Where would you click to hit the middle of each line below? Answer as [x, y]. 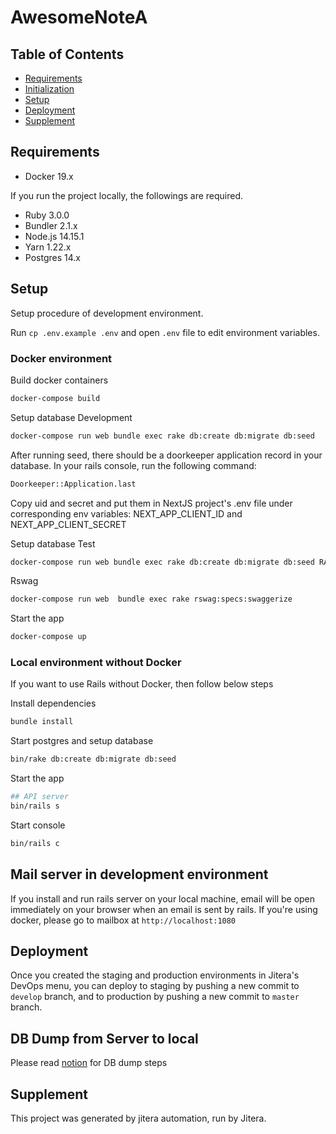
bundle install [42, 722]
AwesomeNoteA [79, 17]
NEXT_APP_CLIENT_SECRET [68, 524]
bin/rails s [35, 806]
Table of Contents [67, 54]
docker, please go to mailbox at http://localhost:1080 [123, 920]
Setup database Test [53, 543]
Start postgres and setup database [82, 741]
